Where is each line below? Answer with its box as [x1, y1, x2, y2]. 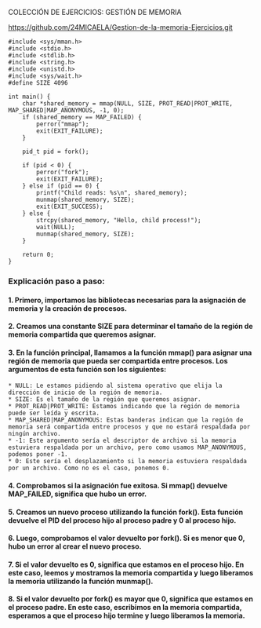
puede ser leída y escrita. [8, 409, 100, 418]
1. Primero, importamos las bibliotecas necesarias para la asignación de [8, 295, 247, 305]
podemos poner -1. [8, 451, 68, 458]
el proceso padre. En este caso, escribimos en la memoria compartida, [8, 603, 242, 612]
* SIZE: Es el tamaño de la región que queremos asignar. [8, 396, 201, 403]
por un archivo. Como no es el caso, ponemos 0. [8, 464, 170, 473]
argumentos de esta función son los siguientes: [8, 364, 167, 374]
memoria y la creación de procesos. [8, 303, 128, 313]
